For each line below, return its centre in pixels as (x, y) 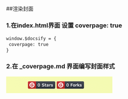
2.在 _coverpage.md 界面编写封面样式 (60, 67)
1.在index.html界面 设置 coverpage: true (64, 25)
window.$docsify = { (32, 39)
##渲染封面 (20, 9)
